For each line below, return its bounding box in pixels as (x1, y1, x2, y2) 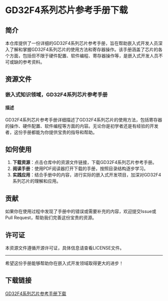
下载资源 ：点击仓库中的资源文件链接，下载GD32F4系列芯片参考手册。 (12, 159, 157, 165)
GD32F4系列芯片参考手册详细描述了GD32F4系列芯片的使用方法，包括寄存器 (5, 116, 162, 122)
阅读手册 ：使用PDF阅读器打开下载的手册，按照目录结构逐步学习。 (12, 165, 148, 171)
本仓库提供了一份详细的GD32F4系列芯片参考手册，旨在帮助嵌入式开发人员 (5, 40, 158, 46)
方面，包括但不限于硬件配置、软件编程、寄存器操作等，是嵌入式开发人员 (9, 53, 158, 58)
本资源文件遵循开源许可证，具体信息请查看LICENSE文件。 (5, 244, 124, 250)
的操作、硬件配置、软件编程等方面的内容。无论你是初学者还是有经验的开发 (5, 123, 158, 129)
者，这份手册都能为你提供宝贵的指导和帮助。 (5, 129, 97, 135)
